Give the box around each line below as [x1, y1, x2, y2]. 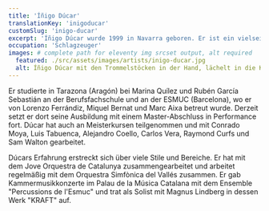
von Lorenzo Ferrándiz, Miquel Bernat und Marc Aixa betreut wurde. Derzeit [8, 103, 259, 112]
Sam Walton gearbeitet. [8, 137, 86, 147]
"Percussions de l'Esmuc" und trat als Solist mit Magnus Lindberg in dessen [8, 186, 259, 197]
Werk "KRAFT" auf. [8, 195, 72, 205]
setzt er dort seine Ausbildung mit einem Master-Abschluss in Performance [8, 112, 257, 121]
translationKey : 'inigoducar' [8, 19, 110, 27]
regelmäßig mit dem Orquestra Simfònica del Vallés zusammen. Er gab [8, 169, 242, 179]
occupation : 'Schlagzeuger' [8, 42, 102, 50]
